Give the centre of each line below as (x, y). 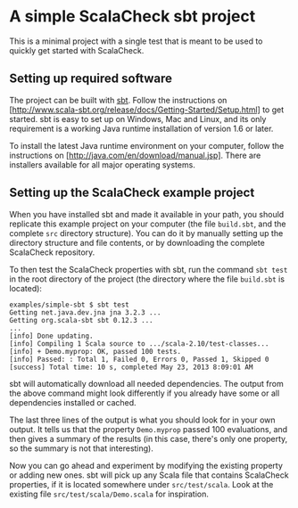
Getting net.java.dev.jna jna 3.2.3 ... (86, 312)
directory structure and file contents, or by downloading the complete (137, 242)
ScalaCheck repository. (52, 252)
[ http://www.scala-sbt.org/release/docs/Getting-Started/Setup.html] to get (147, 110)
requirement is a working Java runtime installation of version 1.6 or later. (141, 128)
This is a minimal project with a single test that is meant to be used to (136, 41)
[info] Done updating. (51, 336)
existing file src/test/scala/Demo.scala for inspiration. (109, 494)
